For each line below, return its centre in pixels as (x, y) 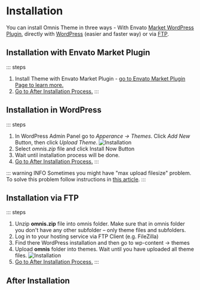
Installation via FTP (42, 198)
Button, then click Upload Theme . (56, 142)
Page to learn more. (39, 85)
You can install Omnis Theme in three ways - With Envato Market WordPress (100, 27)
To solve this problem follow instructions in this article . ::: (76, 179)
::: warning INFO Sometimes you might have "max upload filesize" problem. (99, 173)
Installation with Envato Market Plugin (78, 53)
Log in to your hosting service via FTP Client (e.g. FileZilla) (87, 236)
